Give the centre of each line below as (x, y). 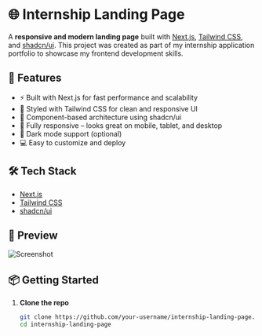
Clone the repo (44, 303)
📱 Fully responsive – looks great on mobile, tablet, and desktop (121, 125)
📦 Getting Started (54, 280)
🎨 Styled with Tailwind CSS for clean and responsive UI (109, 108)
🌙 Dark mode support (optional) (71, 133)
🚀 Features (35, 78)
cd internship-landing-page (65, 325)
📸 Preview (33, 235)
